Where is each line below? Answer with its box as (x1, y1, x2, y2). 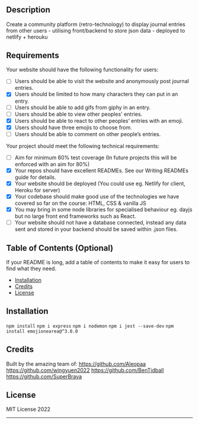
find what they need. (6, 265, 57, 272)
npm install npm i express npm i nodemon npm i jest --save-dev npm (6, 323, 174, 329)
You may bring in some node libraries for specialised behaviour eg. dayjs (14, 206, 192, 213)
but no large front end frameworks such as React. (14, 213, 136, 220)
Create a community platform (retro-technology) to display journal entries (6, 20, 185, 28)
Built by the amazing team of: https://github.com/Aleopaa (6, 360, 146, 367)
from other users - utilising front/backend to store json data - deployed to (6, 27, 185, 34)
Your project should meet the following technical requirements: (6, 142, 160, 150)
